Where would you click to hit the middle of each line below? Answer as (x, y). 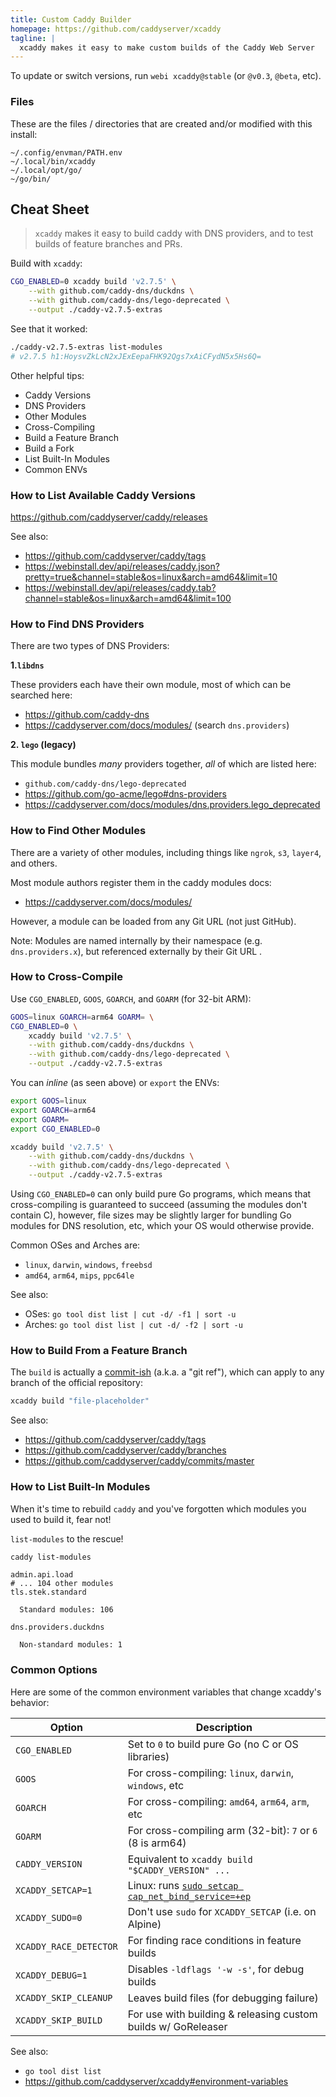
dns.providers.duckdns (57, 1627)
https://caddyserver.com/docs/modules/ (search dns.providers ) (157, 725)
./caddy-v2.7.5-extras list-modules (86, 347)
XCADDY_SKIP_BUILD (59, 2020)
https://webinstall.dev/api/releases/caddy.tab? (120, 587)
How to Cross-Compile (66, 977)
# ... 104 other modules (62, 1584)
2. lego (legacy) (43, 745)
